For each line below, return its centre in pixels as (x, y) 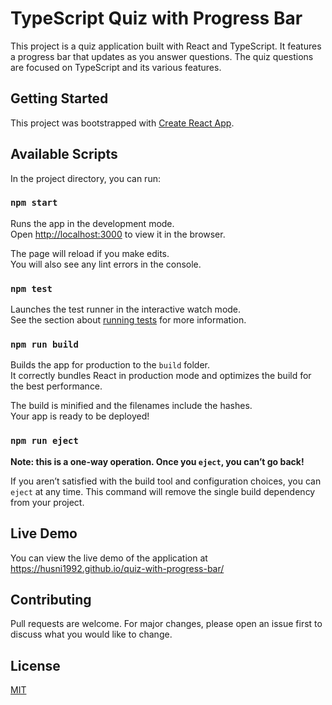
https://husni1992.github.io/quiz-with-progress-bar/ (117, 568)
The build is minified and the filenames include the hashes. (131, 406)
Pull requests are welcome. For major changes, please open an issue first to (166, 624)
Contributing (51, 599)
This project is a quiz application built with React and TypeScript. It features (166, 46)
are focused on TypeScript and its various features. (116, 67)
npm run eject (44, 441)
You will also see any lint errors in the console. (106, 264)
